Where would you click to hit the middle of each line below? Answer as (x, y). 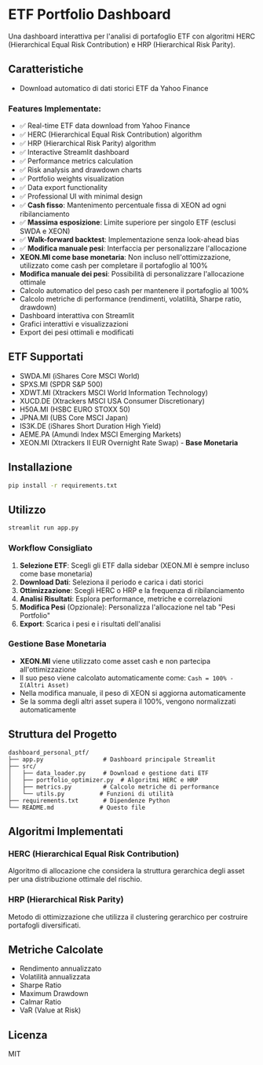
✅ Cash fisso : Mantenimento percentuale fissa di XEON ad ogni (122, 205)
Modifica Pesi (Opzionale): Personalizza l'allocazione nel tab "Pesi (127, 607)
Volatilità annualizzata (55, 977)
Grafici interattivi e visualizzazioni (74, 324)
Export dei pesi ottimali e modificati (77, 332)
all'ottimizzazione (48, 669)
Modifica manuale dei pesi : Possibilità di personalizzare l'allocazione (132, 274)
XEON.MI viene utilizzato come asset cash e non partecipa (115, 661)
